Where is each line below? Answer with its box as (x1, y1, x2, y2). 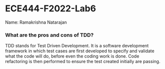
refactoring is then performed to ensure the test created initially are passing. (5, 59, 161, 65)
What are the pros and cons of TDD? (5, 32, 94, 38)
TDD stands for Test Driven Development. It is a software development (5, 43, 149, 49)
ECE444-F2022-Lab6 (5, 3, 96, 14)
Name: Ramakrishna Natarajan (5, 19, 67, 25)
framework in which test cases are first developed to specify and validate (5, 48, 155, 54)
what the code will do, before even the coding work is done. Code (5, 53, 139, 59)
